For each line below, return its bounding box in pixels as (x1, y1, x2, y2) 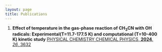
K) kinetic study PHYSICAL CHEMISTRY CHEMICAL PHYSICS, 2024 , (12, 36, 154, 42)
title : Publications (5, 12, 48, 17)
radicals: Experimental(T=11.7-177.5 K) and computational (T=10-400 (12, 31, 158, 37)
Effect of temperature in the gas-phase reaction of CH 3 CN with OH (12, 25, 152, 32)
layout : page (5, 7, 32, 12)
